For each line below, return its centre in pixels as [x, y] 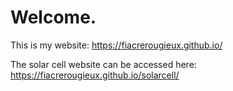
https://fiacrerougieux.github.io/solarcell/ [95, 75]
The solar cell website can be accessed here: [103, 64]
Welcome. [53, 17]
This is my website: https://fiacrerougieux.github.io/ [116, 45]
